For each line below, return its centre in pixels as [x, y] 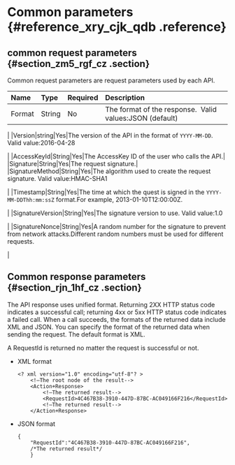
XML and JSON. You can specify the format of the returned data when [108, 327]
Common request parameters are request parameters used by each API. [111, 80]
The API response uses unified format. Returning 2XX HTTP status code [111, 304]
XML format [35, 361]
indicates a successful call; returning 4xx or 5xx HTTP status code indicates [117, 312]
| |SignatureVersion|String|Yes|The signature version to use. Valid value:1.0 [115, 213]
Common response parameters [77, 277]
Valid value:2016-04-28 [41, 143]
